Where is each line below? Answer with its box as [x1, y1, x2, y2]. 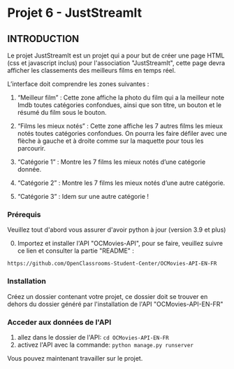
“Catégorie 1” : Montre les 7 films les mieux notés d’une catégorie [17, 158, 206, 166]
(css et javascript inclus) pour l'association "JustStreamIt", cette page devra [7, 59, 226, 67]
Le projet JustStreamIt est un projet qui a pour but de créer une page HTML [7, 51, 225, 60]
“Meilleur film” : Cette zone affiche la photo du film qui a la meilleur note [17, 93, 225, 102]
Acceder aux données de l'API [7, 317, 112, 327]
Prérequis [7, 209, 41, 219]
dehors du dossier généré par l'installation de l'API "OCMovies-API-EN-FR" [7, 300, 224, 308]
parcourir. [17, 144, 46, 152]
